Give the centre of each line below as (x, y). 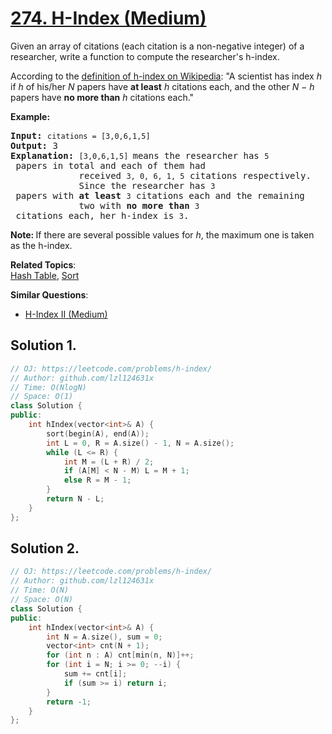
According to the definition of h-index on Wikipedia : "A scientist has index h (166, 76)
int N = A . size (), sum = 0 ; (104, 637)
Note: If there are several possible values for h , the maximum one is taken (162, 234)
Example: (30, 116)
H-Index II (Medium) (66, 314)
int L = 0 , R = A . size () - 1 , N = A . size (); (140, 443)
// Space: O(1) (42, 397)
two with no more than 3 (139, 205)
